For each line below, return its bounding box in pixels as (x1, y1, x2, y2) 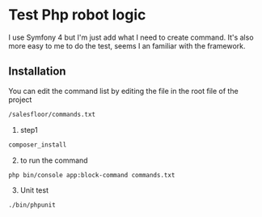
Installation (8, 65, 66, 79)
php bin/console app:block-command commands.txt (8, 171, 175, 179)
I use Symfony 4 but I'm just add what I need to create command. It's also (8, 32, 254, 42)
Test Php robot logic (8, 6, 146, 24)
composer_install (8, 140, 67, 149)
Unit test (19, 185, 49, 195)
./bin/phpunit (8, 201, 57, 210)
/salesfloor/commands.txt (8, 110, 95, 118)
